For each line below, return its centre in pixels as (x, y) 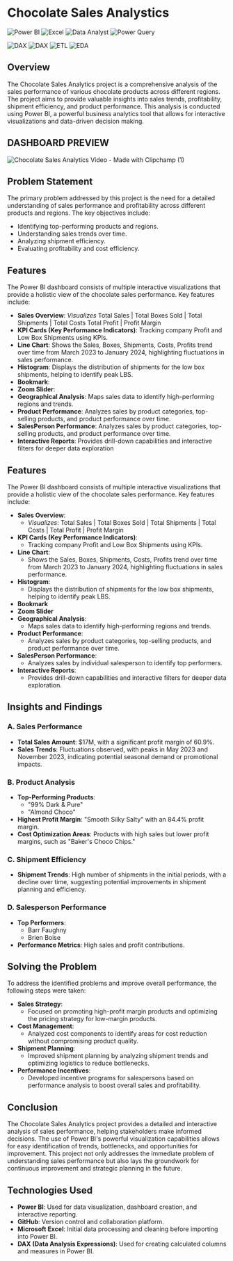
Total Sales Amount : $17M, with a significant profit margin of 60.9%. (116, 742)
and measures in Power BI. (56, 1251)
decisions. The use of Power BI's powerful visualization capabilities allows (114, 1139)
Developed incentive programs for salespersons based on (111, 1078)
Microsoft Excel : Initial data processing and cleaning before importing (118, 1229)
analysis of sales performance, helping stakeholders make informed (104, 1132)
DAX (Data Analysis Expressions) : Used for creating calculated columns (122, 1244)
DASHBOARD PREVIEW (58, 143)
